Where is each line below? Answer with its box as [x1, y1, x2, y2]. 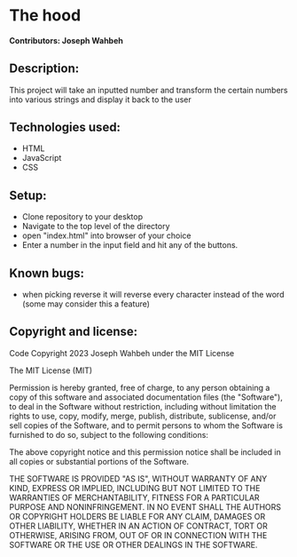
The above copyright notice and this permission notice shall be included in [9, 446, 281, 458]
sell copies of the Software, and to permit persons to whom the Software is [9, 419, 284, 431]
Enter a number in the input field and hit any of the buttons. [21, 240, 238, 251]
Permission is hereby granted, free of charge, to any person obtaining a [9, 382, 270, 393]
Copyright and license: [9, 324, 138, 339]
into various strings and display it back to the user [9, 94, 192, 105]
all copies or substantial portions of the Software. [9, 456, 189, 466]
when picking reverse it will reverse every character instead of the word [21, 290, 285, 300]
